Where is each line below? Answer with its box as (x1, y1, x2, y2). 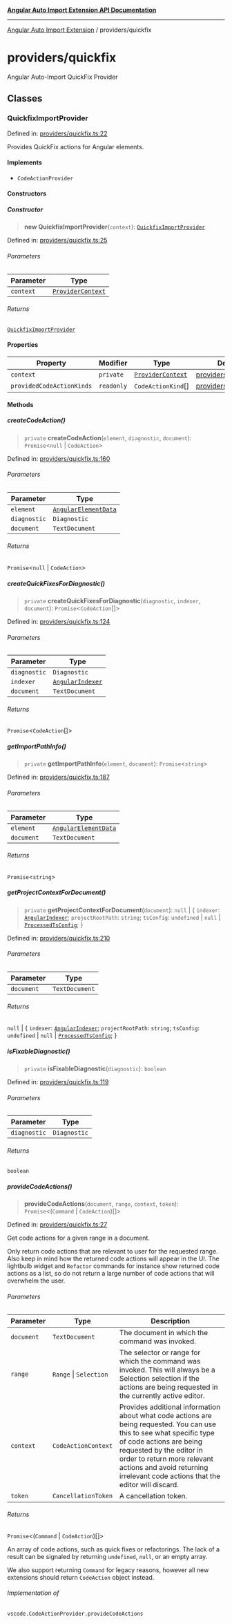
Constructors (7, 189, 47, 198)
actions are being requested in (119, 1382, 218, 1392)
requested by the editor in (119, 1445, 204, 1455)
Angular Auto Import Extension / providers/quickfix (7, 26, 152, 34)
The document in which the (119, 1328, 209, 1337)
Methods (7, 400, 34, 408)
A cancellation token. (119, 1491, 188, 1500)
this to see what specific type (119, 1428, 215, 1437)
